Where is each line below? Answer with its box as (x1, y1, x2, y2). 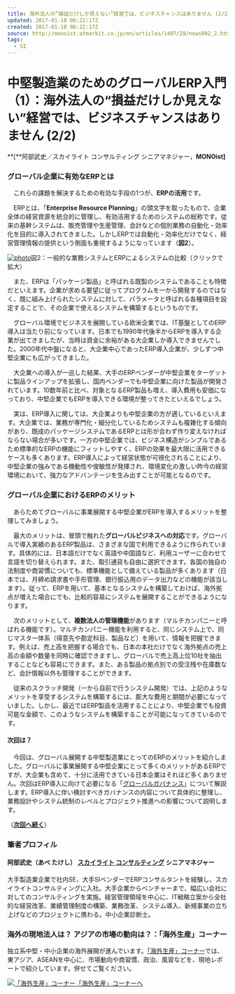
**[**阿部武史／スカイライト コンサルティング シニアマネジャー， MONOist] (7, 152, 226, 161)
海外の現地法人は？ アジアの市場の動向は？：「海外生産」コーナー (7, 930, 227, 939)
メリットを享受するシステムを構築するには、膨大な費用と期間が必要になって (7, 692, 227, 701)
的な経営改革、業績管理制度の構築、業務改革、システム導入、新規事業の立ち (7, 901, 228, 910)
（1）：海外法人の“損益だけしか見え (7, 93, 210, 109)
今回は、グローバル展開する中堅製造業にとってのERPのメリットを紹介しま (13, 753, 227, 761)
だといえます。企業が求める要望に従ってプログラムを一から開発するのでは (7, 286, 221, 294)
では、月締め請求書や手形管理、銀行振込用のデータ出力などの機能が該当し (13, 575, 228, 583)
